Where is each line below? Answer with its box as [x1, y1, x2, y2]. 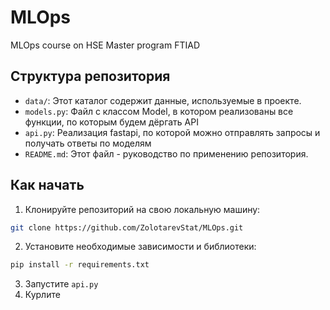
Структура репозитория [10, 68, 171, 85]
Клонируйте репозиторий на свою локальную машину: [24, 203, 261, 215]
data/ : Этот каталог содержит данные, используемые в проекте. [24, 94, 302, 106]
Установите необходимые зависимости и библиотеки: [24, 241, 257, 253]
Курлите [24, 289, 61, 301]
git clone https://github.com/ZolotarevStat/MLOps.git [10, 222, 244, 233]
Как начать [10, 177, 85, 194]
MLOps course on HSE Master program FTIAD [10, 39, 201, 51]
